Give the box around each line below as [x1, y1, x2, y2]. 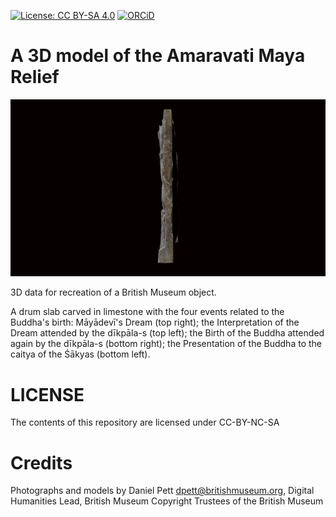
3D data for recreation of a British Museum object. [10, 286, 217, 299]
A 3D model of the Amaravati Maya [10, 45, 306, 67]
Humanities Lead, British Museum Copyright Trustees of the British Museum [10, 495, 324, 507]
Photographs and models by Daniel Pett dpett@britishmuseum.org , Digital [10, 485, 315, 497]
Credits [10, 451, 73, 474]
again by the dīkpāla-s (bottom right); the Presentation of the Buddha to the [10, 338, 322, 350]
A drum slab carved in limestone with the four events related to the [10, 306, 285, 318]
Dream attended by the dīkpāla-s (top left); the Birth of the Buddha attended [10, 327, 325, 339]
